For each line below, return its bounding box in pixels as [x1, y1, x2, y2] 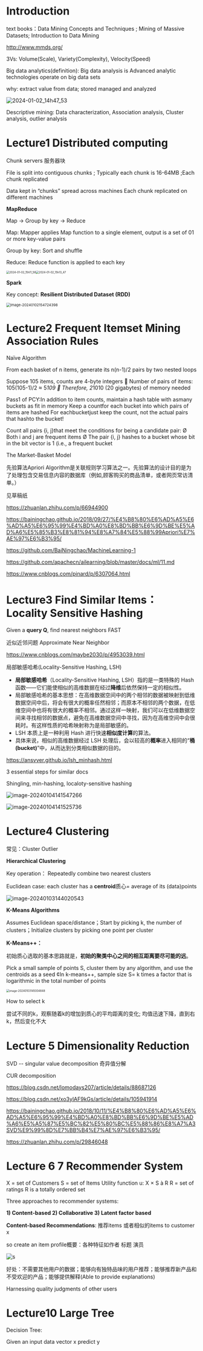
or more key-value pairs [6, 235, 66, 243]
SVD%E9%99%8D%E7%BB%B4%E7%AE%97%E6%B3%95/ [6, 1126, 161, 1133]
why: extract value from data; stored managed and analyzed [6, 85, 156, 92]
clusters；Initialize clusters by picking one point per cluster [6, 926, 153, 934]
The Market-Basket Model [6, 451, 71, 458]
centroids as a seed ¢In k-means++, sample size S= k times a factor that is [6, 971, 192, 978]
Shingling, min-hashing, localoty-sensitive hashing [6, 780, 132, 787]
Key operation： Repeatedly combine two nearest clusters [6, 870, 151, 877]
